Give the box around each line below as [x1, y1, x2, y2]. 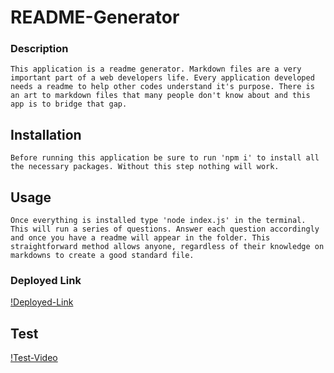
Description [10, 42, 69, 56]
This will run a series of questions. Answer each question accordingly [10, 224, 320, 235]
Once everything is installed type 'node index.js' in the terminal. [10, 216, 307, 226]
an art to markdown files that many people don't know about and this [10, 91, 311, 101]
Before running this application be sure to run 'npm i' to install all [10, 153, 320, 163]
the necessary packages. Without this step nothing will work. [10, 162, 280, 172]
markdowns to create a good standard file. [10, 251, 195, 261]
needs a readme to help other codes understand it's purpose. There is [10, 82, 315, 92]
